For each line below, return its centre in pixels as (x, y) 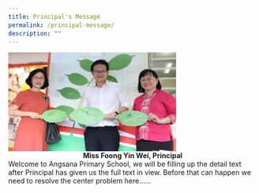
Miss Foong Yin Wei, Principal (133, 156)
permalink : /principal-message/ (61, 25)
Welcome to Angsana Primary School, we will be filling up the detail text (125, 164)
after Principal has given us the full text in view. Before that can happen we (129, 172)
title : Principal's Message (54, 17)
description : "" (35, 33)
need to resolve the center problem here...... (80, 181)
